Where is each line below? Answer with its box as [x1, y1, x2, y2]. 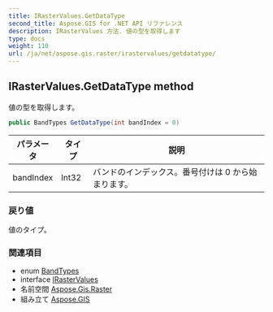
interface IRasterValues [19, 275, 99, 284]
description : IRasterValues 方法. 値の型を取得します [8, 27, 181, 35]
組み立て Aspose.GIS [19, 294, 90, 305]
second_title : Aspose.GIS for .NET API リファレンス [8, 19, 184, 28]
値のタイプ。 [8, 224, 51, 234]
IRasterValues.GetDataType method [8, 80, 194, 93]
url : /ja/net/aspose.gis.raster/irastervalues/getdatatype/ [8, 50, 217, 58]
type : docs [8, 34, 45, 43]
